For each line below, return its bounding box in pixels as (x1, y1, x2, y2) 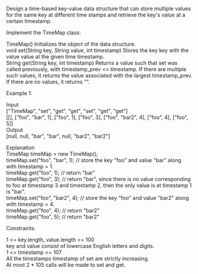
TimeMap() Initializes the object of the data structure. (6, 41, 136, 47)
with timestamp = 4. (6, 201, 55, 208)
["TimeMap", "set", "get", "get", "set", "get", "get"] (6, 108, 128, 114)
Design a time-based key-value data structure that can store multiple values (6, 5, 191, 12)
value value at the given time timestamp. (6, 53, 105, 60)
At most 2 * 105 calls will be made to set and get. (6, 262, 126, 268)
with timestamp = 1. (6, 163, 54, 170)
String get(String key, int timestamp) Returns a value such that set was (6, 59, 178, 66)
